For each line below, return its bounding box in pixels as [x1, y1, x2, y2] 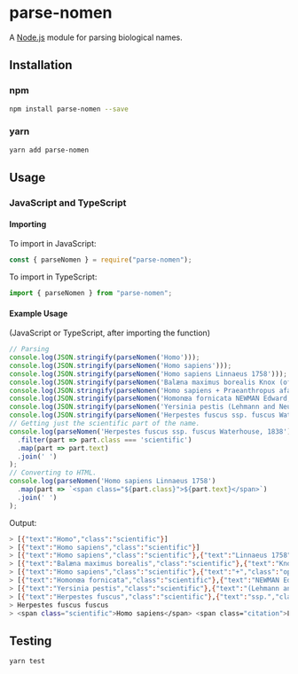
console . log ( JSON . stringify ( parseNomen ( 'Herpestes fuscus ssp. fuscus [9, 411, 276, 419]
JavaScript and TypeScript [9, 196, 127, 208]
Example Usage [9, 308, 68, 318]
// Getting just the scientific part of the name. [9, 419, 200, 428]
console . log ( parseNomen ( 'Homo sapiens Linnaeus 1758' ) [9, 477, 216, 486]
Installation [9, 58, 73, 73]
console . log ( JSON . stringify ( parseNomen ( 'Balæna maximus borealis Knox [9, 378, 276, 387]
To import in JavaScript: [9, 239, 97, 249]
